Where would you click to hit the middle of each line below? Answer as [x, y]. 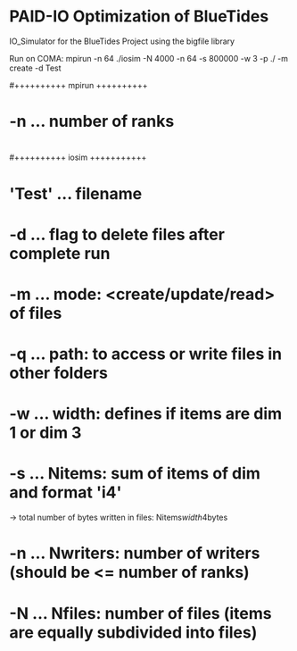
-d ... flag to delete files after [117, 234]
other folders [59, 373]
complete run [60, 253]
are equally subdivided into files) [133, 632]
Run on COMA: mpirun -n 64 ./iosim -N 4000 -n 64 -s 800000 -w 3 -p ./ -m [148, 58]
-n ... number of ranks [92, 121]
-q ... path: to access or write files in [146, 354]
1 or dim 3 [45, 433]
